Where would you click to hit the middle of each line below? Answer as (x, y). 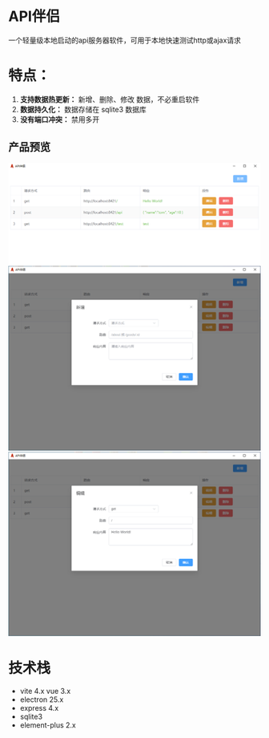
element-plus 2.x (48, 725)
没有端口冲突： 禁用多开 (60, 119)
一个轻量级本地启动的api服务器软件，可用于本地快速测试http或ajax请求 (125, 40)
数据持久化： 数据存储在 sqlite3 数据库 (83, 109)
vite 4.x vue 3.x (45, 691)
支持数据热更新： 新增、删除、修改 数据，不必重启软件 (110, 99)
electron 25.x (42, 699)
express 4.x (39, 708)
